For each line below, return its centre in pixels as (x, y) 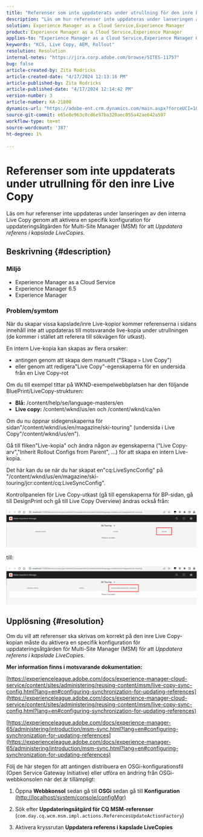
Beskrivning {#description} (59, 252)
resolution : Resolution (36, 51)
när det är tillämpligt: (70, 779)
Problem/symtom (32, 310)
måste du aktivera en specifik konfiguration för (82, 642)
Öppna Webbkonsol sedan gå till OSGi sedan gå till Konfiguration (97, 791)
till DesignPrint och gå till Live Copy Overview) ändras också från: (88, 501)
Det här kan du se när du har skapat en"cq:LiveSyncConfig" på (85, 470)
